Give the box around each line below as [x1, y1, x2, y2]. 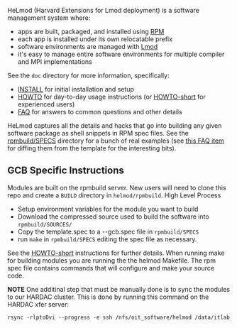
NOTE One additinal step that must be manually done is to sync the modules [7, 285, 231, 293]
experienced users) [17, 100, 75, 109]
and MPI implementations [17, 58, 92, 66]
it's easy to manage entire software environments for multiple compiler [17, 50, 225, 58]
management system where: [7, 13, 91, 22]
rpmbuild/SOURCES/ [17, 221, 72, 228]
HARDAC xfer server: [7, 300, 70, 308]
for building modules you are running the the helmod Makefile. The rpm [7, 256, 216, 265]
